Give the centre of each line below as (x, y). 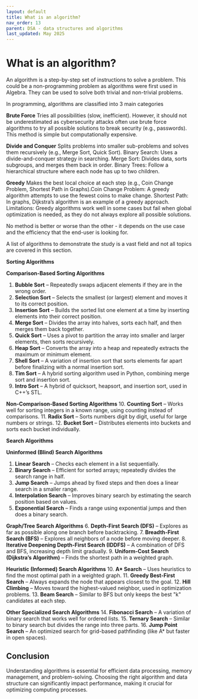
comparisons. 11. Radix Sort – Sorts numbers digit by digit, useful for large (97, 417)
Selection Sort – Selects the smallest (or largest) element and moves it (101, 298)
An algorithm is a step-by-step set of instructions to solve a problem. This (96, 80)
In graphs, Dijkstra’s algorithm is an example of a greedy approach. (88, 202)
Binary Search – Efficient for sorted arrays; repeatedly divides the (95, 470)
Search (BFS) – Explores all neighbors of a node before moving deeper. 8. (96, 539)
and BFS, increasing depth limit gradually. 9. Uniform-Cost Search (87, 551)
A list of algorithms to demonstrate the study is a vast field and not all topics (99, 244)
